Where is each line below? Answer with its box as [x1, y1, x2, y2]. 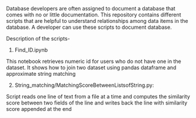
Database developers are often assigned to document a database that [6, 5, 175, 12]
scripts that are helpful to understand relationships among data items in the [6, 18, 188, 24]
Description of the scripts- [6, 35, 71, 42]
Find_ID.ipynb [14, 46, 48, 53]
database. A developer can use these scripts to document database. [6, 23, 172, 31]
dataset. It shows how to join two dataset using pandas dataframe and [6, 64, 177, 71]
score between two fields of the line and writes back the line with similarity [6, 99, 188, 106]
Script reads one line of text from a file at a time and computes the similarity [6, 93, 190, 100]
